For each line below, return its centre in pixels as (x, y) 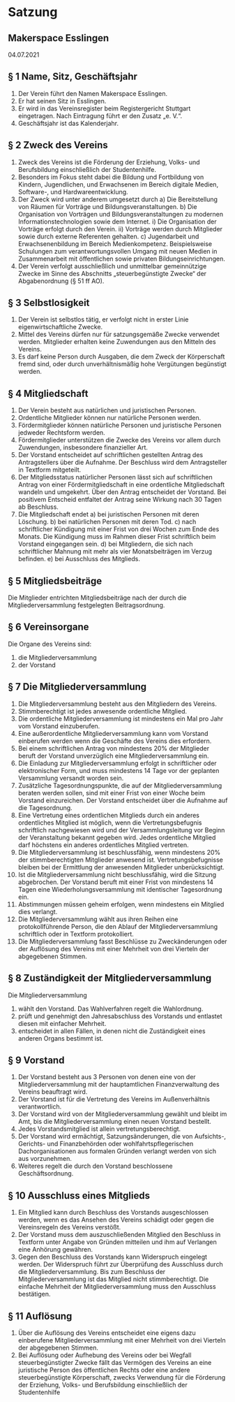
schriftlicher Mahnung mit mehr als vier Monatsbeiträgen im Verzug (115, 551)
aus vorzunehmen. (45, 1159)
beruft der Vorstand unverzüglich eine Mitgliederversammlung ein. (113, 756)
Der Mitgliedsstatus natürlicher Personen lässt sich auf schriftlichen (115, 477)
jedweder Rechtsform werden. (61, 433)
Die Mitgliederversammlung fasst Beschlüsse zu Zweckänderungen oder (122, 941)
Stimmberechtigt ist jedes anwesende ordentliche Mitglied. (103, 711)
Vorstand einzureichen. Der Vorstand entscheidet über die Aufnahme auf (123, 800)
